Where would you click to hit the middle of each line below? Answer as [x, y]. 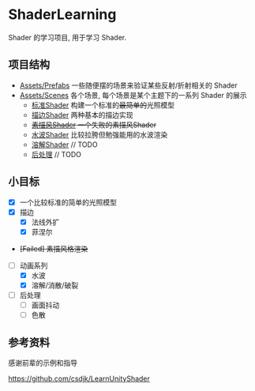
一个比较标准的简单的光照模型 [68, 202]
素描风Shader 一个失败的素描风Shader [94, 125]
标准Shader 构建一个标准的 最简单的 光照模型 [103, 105]
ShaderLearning [62, 15]
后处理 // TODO [56, 154]
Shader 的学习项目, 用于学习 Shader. [67, 37]
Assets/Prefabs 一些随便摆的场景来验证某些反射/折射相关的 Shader [129, 85]
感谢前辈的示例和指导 [43, 363]
